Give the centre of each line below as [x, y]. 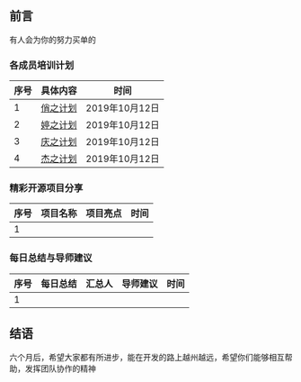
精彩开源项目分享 [46, 188]
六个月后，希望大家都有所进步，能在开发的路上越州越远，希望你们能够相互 [147, 357]
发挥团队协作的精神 [60, 368]
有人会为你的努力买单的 [53, 40]
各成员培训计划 [42, 65]
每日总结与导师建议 [51, 258]
